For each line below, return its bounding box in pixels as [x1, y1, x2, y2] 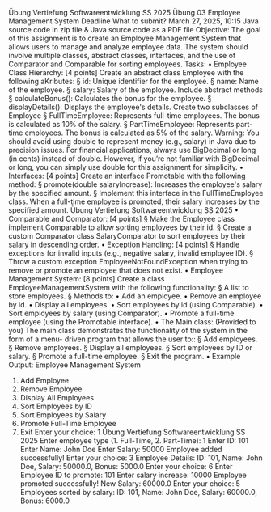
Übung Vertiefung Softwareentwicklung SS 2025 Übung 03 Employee [8, 8, 241, 17]
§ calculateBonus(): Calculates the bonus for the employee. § [8, 94, 212, 103]
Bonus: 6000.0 [19, 496, 70, 506]
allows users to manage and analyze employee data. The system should [8, 42, 248, 52]
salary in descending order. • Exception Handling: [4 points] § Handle [8, 239, 240, 249]
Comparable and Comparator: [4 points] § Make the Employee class [8, 214, 235, 223]
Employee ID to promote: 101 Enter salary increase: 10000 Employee [19, 470, 247, 480]
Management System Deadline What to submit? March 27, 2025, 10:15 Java [8, 16, 259, 26]
